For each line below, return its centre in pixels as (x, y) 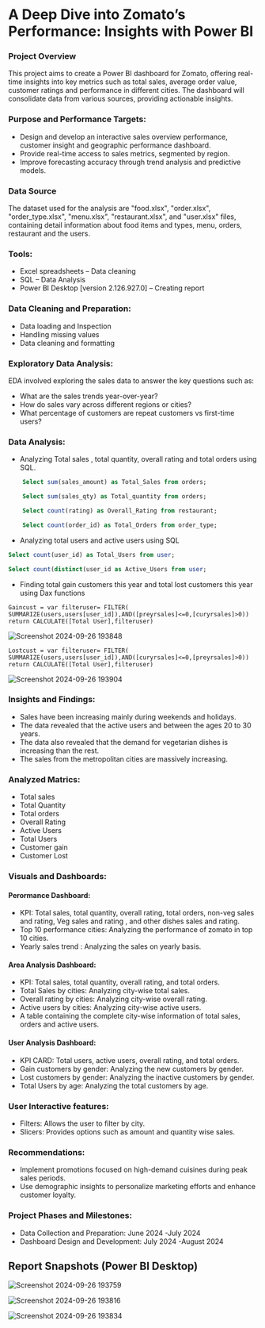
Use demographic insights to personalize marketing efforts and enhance (137, 1187)
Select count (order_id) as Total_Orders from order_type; (120, 525)
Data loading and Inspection (66, 326)
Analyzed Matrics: (44, 779)
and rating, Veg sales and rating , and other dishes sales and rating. (129, 921)
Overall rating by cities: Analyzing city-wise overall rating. (114, 999)
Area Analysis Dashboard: (52, 965)
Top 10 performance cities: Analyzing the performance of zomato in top (136, 930)
